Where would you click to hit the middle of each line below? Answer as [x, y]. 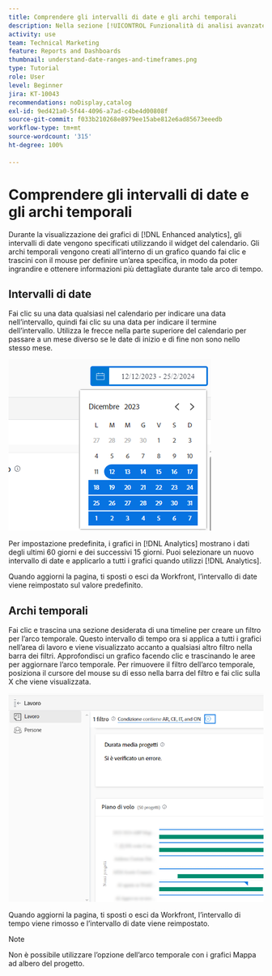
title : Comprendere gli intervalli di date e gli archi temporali [123, 17]
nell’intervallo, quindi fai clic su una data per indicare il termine [113, 322]
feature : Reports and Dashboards [65, 51]
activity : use [32, 34]
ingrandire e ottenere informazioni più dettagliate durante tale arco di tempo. [136, 269]
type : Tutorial [34, 69]
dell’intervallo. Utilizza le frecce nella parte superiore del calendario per [127, 331]
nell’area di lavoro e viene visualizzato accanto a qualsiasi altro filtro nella [130, 647]
